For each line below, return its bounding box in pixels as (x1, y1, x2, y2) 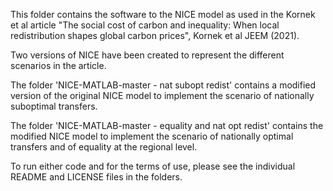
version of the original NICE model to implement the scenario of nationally (10, 90, 315, 101)
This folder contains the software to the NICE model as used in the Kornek (10, 9, 316, 20)
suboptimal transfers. (10, 100, 98, 112)
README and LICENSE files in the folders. (10, 171, 183, 183)
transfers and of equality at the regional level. (10, 141, 198, 153)
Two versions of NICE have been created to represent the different (10, 49, 285, 61)
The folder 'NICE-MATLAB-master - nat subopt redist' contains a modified (10, 79, 317, 91)
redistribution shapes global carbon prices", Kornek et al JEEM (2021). (10, 30, 300, 41)
